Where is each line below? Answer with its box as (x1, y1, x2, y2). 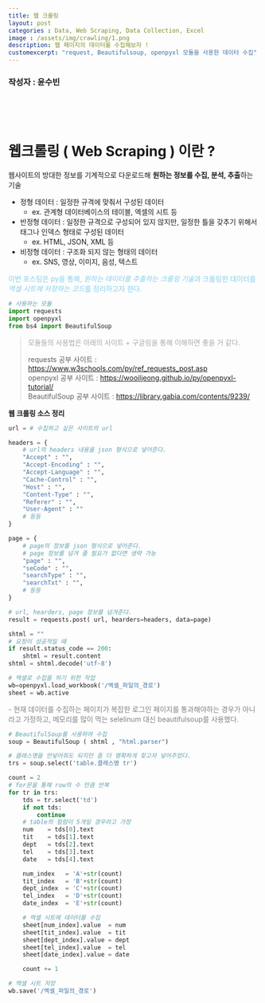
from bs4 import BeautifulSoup (8, 322, 112, 330)
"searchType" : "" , (22, 572, 88, 580)
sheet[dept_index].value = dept (22, 936, 130, 944)
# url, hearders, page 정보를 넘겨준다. (8, 608, 133, 616)
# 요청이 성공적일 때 (8, 637, 67, 646)
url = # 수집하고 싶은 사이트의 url (8, 424, 113, 432)
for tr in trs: (8, 789, 59, 796)
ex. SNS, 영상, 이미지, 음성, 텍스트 (31, 257, 138, 267)
